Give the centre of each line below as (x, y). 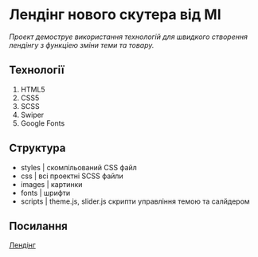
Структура (37, 148)
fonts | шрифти (45, 193)
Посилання (39, 226)
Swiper (32, 115)
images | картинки (51, 184)
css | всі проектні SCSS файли (72, 176)
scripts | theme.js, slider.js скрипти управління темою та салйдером (135, 201)
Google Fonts (43, 123)
